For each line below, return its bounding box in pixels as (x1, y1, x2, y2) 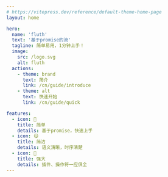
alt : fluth (17, 59, 45, 66)
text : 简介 (22, 77, 49, 83)
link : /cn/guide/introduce (22, 82, 91, 88)
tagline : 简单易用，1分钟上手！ (12, 43, 85, 49)
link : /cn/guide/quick (22, 99, 80, 106)
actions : (12, 65, 34, 71)
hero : (6, 26, 20, 32)
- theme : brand (17, 71, 56, 77)
